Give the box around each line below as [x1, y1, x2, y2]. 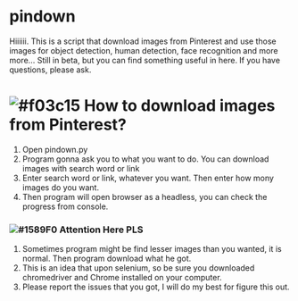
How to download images [83, 96, 276, 116]
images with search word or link [21, 163, 140, 173]
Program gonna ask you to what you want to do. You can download [21, 154, 269, 164]
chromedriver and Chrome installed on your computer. [21, 272, 222, 283]
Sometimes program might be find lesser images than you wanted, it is [21, 244, 283, 255]
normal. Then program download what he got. [21, 253, 192, 264]
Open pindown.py [21, 144, 88, 155]
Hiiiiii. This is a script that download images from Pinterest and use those [9, 36, 277, 46]
